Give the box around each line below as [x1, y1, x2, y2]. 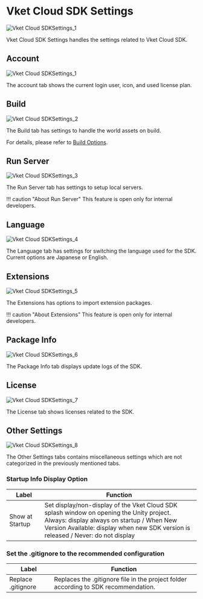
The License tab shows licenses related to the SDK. [6, 408, 135, 415]
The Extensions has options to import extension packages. [6, 299, 152, 306]
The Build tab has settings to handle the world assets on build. [6, 127, 161, 134]
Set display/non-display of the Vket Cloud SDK [44, 501, 178, 509]
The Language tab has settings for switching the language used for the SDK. [6, 247, 197, 255]
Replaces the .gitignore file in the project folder [54, 575, 187, 584]
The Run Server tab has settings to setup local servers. [6, 184, 143, 191]
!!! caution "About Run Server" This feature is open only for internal [6, 196, 173, 203]
